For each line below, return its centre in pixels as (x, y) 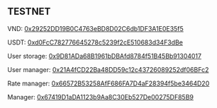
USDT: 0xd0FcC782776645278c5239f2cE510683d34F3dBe (95, 42)
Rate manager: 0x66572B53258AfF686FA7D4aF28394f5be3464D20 (108, 83)
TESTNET (29, 12)
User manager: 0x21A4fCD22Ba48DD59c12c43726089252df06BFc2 (108, 69)
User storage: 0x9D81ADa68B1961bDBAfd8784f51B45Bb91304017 (105, 56)
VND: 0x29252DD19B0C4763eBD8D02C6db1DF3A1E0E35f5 (96, 28)
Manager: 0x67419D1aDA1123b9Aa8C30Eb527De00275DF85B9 (100, 97)
